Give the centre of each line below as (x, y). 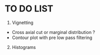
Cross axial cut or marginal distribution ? (53, 32)
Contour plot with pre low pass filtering (52, 37)
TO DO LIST (29, 9)
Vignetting (22, 22)
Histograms (24, 47)
